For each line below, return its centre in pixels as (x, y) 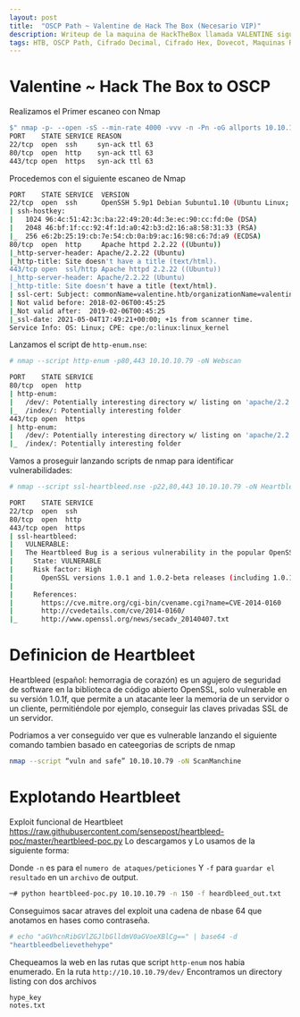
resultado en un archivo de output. (74, 877)
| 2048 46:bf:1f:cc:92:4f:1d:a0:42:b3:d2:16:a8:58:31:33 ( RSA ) (133, 228)
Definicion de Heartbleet (102, 655)
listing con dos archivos (53, 981)
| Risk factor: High (55, 570)
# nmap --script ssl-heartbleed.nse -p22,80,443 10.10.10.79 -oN (133, 487)
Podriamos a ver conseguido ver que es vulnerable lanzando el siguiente (143, 735)
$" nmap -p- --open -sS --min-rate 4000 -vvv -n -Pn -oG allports (135, 128)
